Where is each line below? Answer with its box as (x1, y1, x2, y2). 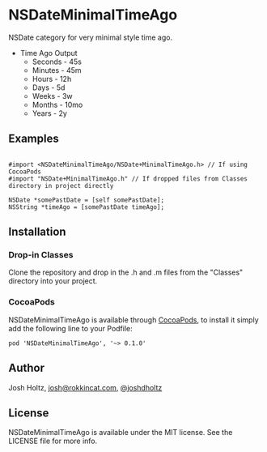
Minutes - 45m (32, 65, 83, 75)
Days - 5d (32, 83, 66, 92)
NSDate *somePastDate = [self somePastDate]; (8, 196, 164, 204)
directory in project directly (8, 181, 114, 190)
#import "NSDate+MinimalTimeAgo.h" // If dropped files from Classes (8, 174, 248, 183)
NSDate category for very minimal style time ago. (8, 32, 172, 42)
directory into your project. (8, 276, 98, 286)
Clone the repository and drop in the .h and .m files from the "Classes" (8, 267, 244, 277)
